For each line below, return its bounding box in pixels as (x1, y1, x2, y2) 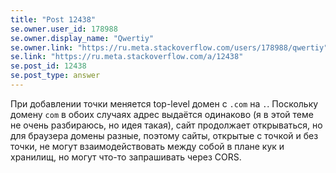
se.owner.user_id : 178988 (10, 24, 118, 34)
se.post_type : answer (10, 71, 101, 81)
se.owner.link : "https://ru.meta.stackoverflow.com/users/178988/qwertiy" (10, 42, 329, 53)
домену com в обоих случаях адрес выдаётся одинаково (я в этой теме (10, 108, 314, 120)
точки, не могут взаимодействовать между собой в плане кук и (10, 140, 285, 152)
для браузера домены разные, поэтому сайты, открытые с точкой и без (10, 129, 319, 141)
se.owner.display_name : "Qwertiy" (10, 33, 155, 43)
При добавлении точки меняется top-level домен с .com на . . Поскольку (10, 97, 319, 110)
